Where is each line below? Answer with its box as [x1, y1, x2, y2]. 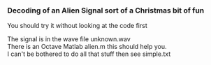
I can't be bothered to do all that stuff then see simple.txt [7, 50, 171, 58]
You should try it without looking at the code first [7, 22, 148, 30]
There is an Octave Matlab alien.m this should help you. [7, 43, 167, 51]
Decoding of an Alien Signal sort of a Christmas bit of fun [7, 6, 205, 15]
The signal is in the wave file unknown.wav [7, 35, 131, 43]
